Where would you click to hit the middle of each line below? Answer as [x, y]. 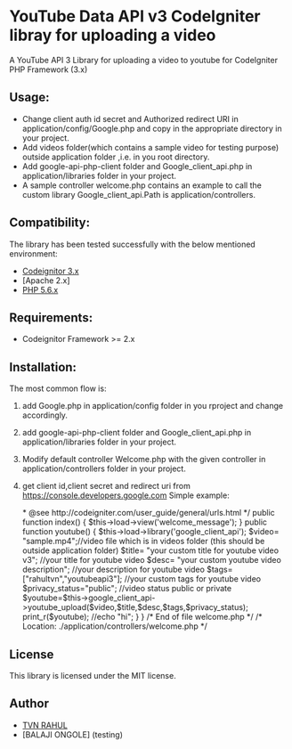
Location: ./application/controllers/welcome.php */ [114, 626]
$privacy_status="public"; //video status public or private [127, 589]
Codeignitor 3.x [50, 271]
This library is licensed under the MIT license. [93, 676]
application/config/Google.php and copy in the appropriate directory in [152, 128]
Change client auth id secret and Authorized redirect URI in [130, 118]
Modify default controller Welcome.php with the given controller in [144, 460]
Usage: [30, 98]
